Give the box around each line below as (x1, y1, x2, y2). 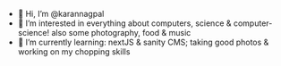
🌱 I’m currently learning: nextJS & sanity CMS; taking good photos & (17, 37, 269, 47)
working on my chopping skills (17, 46, 131, 57)
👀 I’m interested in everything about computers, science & (17, 18, 232, 29)
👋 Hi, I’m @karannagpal (17, 9, 105, 19)
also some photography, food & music (51, 28, 192, 37)
